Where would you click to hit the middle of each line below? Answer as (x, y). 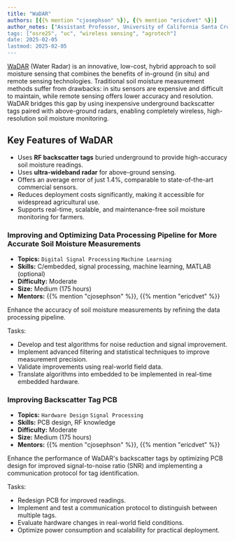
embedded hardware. (49, 382)
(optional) (31, 274)
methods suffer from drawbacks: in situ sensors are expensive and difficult (115, 89)
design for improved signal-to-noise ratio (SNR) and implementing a (105, 466)
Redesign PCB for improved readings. (71, 500)
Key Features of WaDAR (60, 141)
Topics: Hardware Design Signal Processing (80, 415)
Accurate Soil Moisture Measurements (74, 244)
